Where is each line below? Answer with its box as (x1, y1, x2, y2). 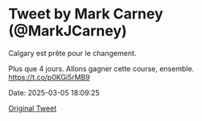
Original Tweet (8, 103, 57, 113)
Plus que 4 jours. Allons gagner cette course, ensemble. (8, 63, 195, 73)
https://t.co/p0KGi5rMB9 (8, 72, 91, 82)
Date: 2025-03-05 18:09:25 (8, 87, 100, 97)
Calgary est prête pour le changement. (8, 48, 137, 58)
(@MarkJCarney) (8, 22, 127, 40)
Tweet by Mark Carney (8, 5, 163, 23)
